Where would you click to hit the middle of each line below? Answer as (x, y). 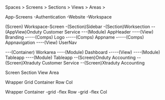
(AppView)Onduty (24, 32)
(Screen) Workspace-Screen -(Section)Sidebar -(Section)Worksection (78, 26)
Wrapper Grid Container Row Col (39, 82)
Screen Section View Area (32, 72)
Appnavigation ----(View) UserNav (41, 42)
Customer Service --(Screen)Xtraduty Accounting (93, 63)
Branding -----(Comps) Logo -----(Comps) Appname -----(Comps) (74, 37)
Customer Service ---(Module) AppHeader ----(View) (98, 32)
